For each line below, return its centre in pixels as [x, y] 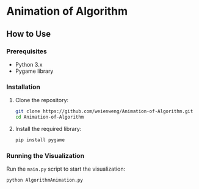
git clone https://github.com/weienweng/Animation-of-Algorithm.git [104, 111]
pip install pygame [40, 140]
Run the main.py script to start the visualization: [66, 169]
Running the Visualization [45, 155]
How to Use [29, 34]
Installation [24, 87]
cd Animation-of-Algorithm [49, 117]
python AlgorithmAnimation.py [45, 180]
